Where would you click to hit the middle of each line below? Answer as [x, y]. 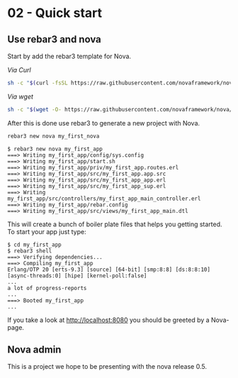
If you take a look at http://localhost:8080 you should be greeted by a [109, 320]
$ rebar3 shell [30, 251]
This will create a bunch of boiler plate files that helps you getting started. [115, 224]
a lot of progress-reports [47, 288]
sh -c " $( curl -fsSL [38, 83]
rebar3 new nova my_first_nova [53, 136]
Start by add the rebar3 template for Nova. [69, 56]
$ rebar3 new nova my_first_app [55, 149]
